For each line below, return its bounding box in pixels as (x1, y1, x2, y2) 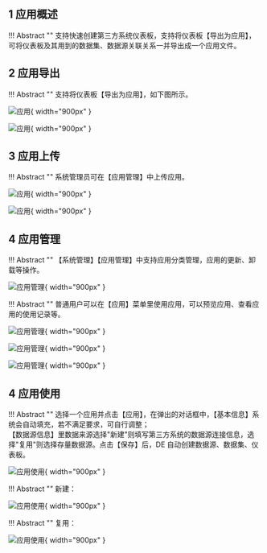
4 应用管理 (8, 232, 61, 246)
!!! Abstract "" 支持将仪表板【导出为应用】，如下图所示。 (8, 89, 193, 99)
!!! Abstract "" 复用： (8, 518, 76, 528)
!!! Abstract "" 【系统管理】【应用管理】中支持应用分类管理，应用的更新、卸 (8, 255, 256, 265)
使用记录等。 (22, 309, 65, 320)
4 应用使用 (8, 386, 61, 400)
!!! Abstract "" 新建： (8, 484, 76, 493)
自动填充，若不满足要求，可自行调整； (22, 419, 150, 429)
